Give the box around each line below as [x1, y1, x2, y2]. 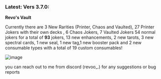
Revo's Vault [5, 15, 31, 21]
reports [5, 69, 20, 75]
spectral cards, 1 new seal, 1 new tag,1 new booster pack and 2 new [5, 40, 142, 46]
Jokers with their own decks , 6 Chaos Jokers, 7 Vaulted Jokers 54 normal [5, 29, 156, 35]
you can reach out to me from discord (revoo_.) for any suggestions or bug [5, 64, 156, 70]
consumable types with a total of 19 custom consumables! [5, 45, 123, 51]
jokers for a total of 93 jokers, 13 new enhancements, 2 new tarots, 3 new [5, 34, 154, 40]
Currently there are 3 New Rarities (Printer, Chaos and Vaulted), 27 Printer [5, 24, 155, 30]
